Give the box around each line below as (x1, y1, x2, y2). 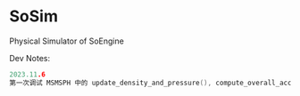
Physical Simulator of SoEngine (9, 36, 125, 46)
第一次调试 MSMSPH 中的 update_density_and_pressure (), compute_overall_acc (9, 78, 292, 87)
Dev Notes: (9, 52, 51, 63)
